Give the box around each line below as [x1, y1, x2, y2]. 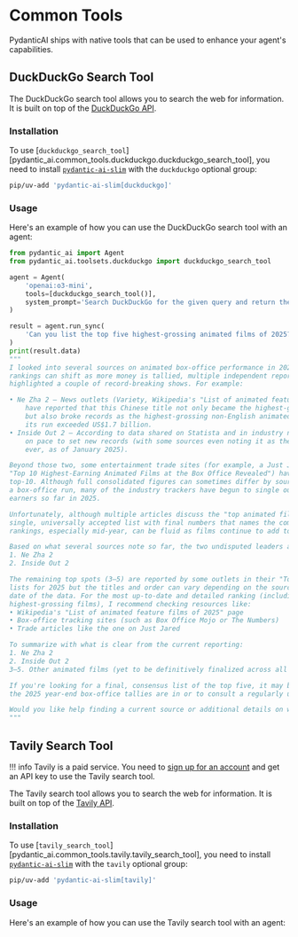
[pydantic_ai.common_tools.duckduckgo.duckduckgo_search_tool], [9, 154, 255, 165]
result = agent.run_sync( [9, 322, 105, 331]
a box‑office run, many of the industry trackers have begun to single [9, 486, 279, 495]
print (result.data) [9, 347, 82, 355]
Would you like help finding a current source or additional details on [9, 706, 284, 714]
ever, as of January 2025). [25, 445, 129, 454]
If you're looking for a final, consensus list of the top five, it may [9, 681, 284, 690]
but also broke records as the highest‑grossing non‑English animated [25, 412, 292, 421]
